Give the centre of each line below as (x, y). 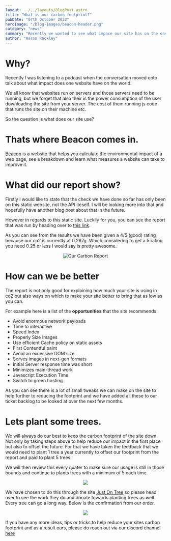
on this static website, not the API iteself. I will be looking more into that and (84, 205)
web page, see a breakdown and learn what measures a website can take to (85, 159)
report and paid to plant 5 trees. (39, 457)
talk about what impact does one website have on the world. (68, 83)
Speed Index (26, 332)
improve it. (17, 164)
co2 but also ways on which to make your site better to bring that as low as (84, 296)
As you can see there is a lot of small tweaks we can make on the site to (81, 390)
